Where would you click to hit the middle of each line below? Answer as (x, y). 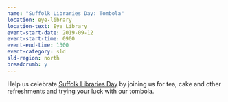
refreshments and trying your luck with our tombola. (81, 91)
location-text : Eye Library (47, 26)
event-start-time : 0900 (41, 39)
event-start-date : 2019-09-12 (50, 33)
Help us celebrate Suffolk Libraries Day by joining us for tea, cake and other (114, 84)
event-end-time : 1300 (38, 45)
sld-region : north (33, 58)
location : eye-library (39, 20)
